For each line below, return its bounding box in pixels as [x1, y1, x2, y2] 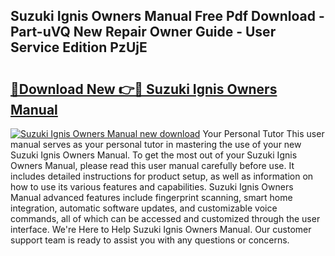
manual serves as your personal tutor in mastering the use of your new [10, 139, 302, 150]
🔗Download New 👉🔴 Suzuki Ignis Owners [10, 80, 278, 98]
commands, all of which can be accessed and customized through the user [10, 213, 321, 224]
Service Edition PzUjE [10, 39, 148, 56]
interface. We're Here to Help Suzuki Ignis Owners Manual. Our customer [10, 224, 312, 235]
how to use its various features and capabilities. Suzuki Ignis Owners [10, 181, 294, 193]
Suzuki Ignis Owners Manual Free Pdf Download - [10, 8, 325, 25]
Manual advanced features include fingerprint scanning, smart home [10, 192, 293, 203]
